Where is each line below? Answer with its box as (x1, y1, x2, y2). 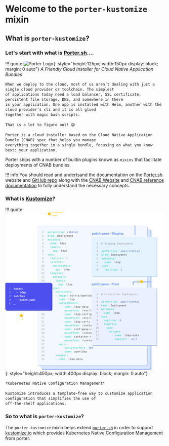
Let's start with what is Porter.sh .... (5, 49, 94, 56)
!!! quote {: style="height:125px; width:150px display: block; (5, 60, 158, 66)
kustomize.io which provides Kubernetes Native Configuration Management (5, 430, 163, 436)
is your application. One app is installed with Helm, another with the (5, 102, 162, 107)
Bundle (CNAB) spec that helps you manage (5, 137, 96, 142)
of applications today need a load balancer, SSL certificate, (5, 92, 142, 97)
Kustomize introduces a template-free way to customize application (5, 391, 153, 396)
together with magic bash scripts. (5, 112, 80, 117)
